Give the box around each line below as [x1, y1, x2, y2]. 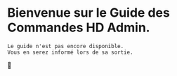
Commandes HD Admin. [7, 20, 150, 36]
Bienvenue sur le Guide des [7, 5, 170, 21]
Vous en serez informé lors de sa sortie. [7, 49, 133, 56]
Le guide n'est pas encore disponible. [7, 43, 124, 50]
